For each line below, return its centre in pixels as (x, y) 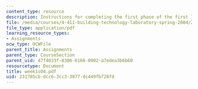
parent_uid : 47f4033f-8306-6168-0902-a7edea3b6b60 (70, 60)
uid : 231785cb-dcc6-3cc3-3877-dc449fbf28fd (60, 77)
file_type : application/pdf (41, 28)
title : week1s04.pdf (32, 71)
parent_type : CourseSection (41, 55)
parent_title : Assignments (39, 50)
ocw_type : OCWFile (29, 44)
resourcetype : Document (35, 66)
